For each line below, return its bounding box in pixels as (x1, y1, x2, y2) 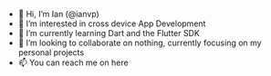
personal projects (17, 47, 85, 58)
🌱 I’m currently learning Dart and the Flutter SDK (17, 28, 201, 38)
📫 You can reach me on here (17, 57, 130, 68)
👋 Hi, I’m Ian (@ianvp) (17, 9, 100, 19)
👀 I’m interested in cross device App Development (17, 18, 206, 29)
